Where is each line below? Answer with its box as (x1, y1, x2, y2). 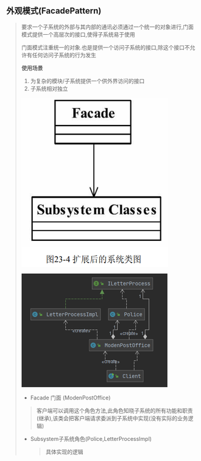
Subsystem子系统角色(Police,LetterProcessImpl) (30, 435, 152, 442)
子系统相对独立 (30, 85, 68, 92)
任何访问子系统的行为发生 (32, 51, 96, 59)
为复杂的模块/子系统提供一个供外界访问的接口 (30, 77, 145, 84)
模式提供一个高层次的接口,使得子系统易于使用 (21, 30, 135, 38)
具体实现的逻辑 (45, 448, 83, 456)
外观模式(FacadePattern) (6, 5, 102, 16)
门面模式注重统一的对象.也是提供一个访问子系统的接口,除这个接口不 (21, 43, 190, 51)
